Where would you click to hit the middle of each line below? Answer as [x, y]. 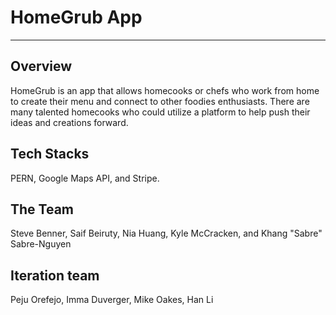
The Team [42, 209]
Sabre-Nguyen [41, 244]
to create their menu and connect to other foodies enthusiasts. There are [160, 101]
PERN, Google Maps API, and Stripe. [85, 178]
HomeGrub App [76, 17]
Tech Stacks [50, 154]
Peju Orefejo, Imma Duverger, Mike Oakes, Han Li [112, 300]
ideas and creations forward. [69, 122]
